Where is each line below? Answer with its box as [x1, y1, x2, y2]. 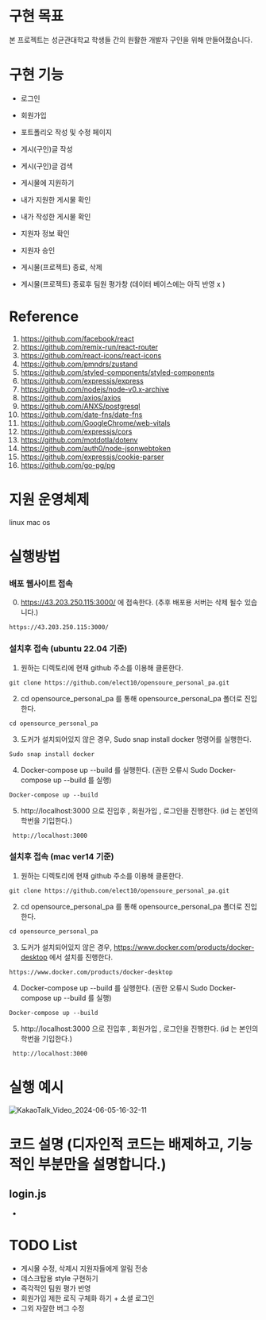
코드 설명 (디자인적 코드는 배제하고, [9, 1135, 224, 1153]
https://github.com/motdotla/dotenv [20, 434, 138, 445]
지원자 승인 [20, 245, 56, 255]
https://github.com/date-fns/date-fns [20, 410, 143, 419]
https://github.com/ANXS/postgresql [20, 401, 141, 411]
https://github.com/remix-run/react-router [20, 342, 158, 352]
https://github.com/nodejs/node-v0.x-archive [20, 384, 170, 394]
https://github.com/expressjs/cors [20, 426, 133, 436]
